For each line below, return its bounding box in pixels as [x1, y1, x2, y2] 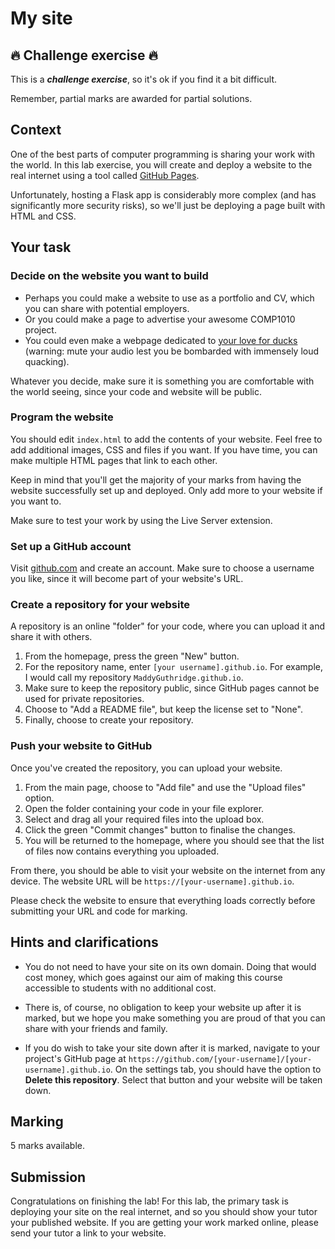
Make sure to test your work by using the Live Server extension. [10, 514, 273, 526]
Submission [10, 1168, 87, 1186]
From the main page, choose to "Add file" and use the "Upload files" [24, 781, 307, 793]
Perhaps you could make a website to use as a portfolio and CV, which [24, 292, 315, 304]
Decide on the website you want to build [10, 269, 209, 283]
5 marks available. [10, 1140, 85, 1152]
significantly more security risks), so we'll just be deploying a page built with [10, 199, 326, 211]
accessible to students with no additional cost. [24, 982, 217, 994]
